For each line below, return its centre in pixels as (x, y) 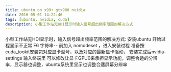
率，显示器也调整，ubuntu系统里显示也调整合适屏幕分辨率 (66, 64)
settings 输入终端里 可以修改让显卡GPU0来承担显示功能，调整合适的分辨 (81, 58)
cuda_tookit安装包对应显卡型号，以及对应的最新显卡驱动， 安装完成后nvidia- (86, 52)
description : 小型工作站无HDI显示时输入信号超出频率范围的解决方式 (69, 24)
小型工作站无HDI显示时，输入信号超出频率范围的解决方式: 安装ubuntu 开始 (83, 39)
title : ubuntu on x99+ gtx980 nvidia (45, 10)
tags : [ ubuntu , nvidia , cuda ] (38, 19)
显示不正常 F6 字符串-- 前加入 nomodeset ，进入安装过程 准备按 (77, 46)
